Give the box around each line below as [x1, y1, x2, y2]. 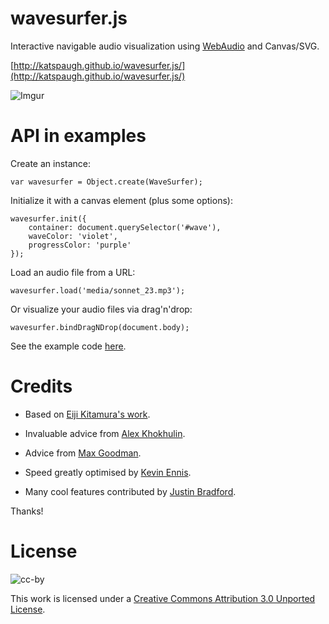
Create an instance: [10, 157, 92, 169]
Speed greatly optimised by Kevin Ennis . [24, 466, 192, 478]
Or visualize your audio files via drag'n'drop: [10, 303, 193, 315]
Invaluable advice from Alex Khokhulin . [24, 427, 186, 439]
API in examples [10, 125, 147, 147]
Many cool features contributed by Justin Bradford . [24, 485, 237, 497]
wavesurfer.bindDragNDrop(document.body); [10, 322, 190, 332]
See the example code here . [10, 340, 127, 352]
